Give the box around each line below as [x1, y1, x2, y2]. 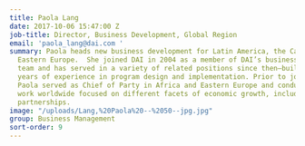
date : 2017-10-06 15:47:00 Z [9, 22, 120, 31]
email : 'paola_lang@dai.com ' [9, 38, 124, 48]
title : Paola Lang [9, 13, 79, 23]
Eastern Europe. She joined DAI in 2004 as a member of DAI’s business [17, 55, 299, 64]
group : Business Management [9, 114, 116, 123]
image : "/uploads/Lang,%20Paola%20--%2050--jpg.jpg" [9, 106, 213, 115]
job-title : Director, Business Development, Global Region [9, 30, 238, 39]
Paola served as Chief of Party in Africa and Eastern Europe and [17, 81, 274, 90]
